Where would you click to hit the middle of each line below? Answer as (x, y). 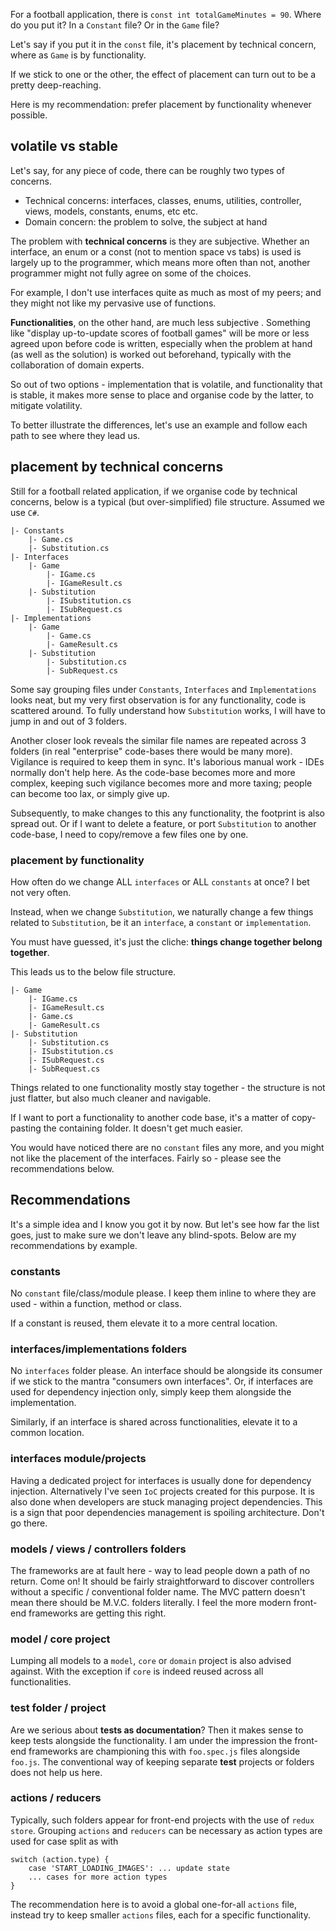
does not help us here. (56, 1772)
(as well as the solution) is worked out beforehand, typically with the (151, 354)
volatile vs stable (64, 146)
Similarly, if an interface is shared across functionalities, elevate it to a (154, 1422)
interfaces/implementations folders (99, 1349)
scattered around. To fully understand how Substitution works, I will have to (168, 710)
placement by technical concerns (117, 467)
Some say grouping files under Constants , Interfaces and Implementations (163, 689)
